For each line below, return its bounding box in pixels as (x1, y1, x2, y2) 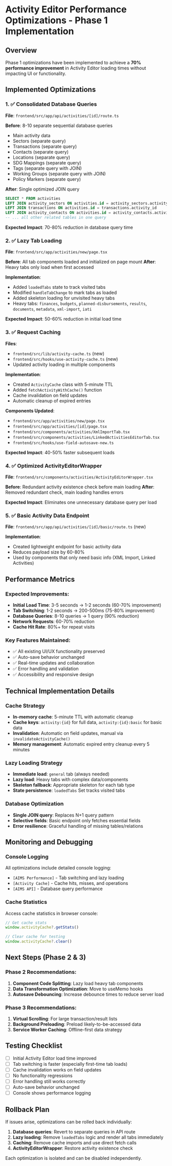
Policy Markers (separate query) (12, 176, 81, 182)
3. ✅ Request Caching (5, 329, 61, 336)
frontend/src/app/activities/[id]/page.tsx (12, 424, 107, 429)
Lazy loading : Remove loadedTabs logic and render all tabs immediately (12, 1134, 164, 1140)
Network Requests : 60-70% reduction (12, 618, 95, 624)
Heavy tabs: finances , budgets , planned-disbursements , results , (12, 301, 147, 307)
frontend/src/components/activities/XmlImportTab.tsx (12, 429, 130, 435)
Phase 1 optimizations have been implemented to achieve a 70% (5, 60, 141, 65)
